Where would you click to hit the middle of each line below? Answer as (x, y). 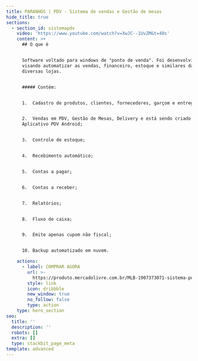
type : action (43, 305)
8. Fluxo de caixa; (47, 219)
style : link (42, 283)
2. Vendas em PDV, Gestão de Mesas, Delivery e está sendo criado (106, 119)
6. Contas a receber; (49, 187)
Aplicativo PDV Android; (52, 124)
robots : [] (25, 333)
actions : (27, 261)
